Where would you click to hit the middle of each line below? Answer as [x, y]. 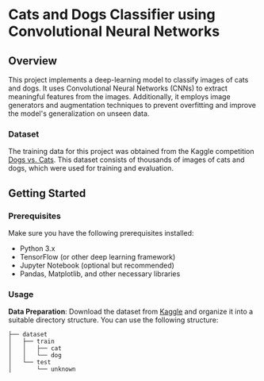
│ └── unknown [42, 369]
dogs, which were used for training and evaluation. [91, 168]
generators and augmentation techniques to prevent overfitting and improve [132, 105]
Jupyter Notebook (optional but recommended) [97, 265]
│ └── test [30, 363]
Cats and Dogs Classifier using [112, 15]
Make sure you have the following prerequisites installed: [101, 233]
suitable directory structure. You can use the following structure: [113, 320]
